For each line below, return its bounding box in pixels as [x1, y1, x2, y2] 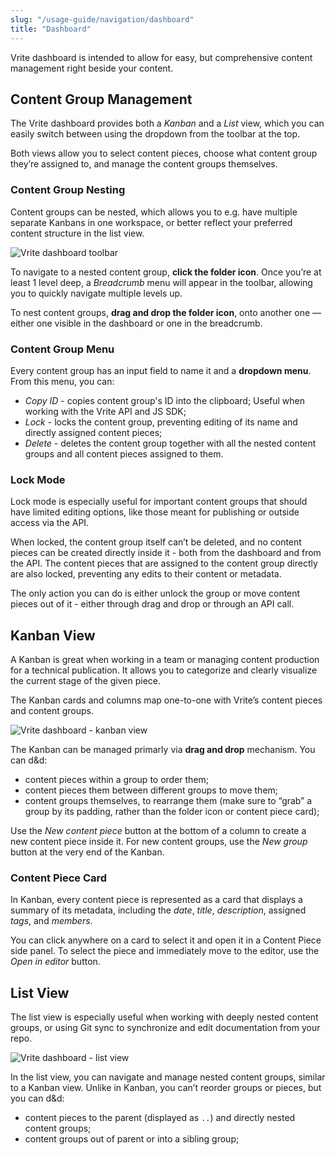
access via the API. [10, 517, 90, 529]
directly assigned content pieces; [24, 426, 163, 438]
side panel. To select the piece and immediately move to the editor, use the [10, 945, 320, 957]
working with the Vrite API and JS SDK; [24, 405, 187, 417]
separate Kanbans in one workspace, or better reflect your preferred [10, 216, 293, 228]
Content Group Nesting [10, 183, 126, 197]
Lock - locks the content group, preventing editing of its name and [24, 416, 298, 428]
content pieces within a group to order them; [24, 774, 210, 786]
